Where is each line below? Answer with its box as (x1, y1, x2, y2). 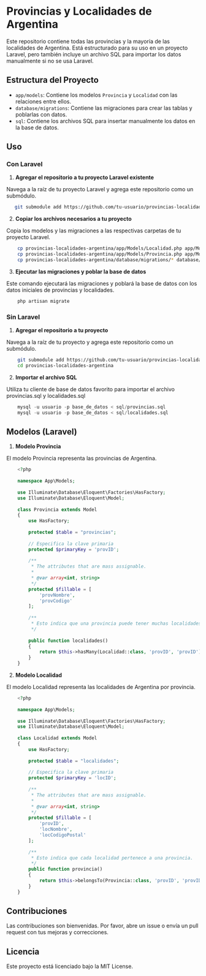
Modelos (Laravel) (6, 427, 78, 437)
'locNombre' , (39, 826, 72, 833)
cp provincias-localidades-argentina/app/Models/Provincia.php (17, 251, 183, 257)
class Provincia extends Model (17, 506, 97, 513)
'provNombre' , (39, 592, 75, 598)
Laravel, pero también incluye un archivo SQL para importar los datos (6, 50, 181, 58)
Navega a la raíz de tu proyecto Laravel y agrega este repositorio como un (6, 186, 194, 193)
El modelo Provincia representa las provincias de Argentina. (6, 455, 157, 462)
